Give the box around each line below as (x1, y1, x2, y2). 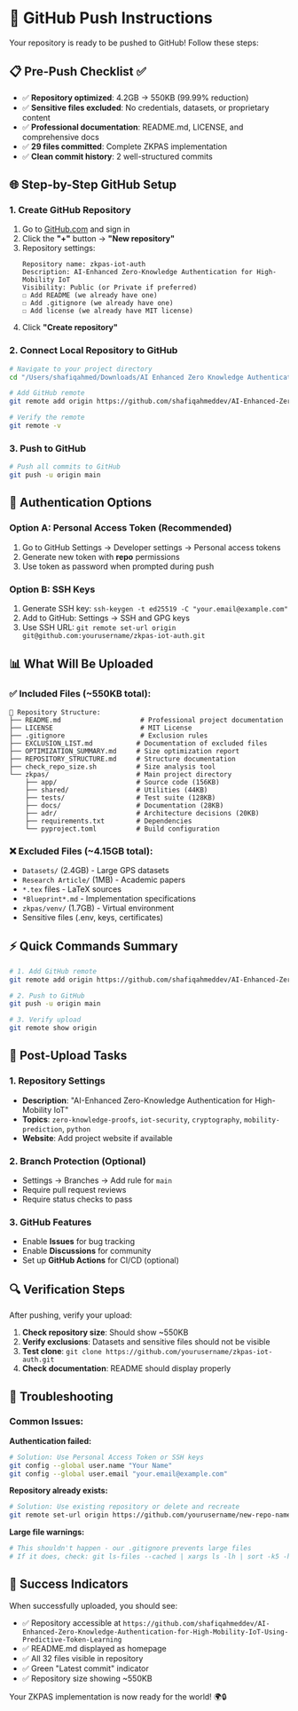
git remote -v (9, 422, 62, 430)
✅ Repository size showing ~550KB (21, 1673, 153, 1683)
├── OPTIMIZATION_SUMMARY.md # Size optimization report (9, 746, 240, 755)
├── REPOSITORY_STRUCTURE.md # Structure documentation (9, 754, 237, 763)
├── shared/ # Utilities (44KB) (25, 785, 208, 794)
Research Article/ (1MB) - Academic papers (21, 874, 186, 885)
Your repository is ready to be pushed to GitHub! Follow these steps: (9, 37, 259, 48)
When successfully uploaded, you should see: (9, 1600, 178, 1611)
